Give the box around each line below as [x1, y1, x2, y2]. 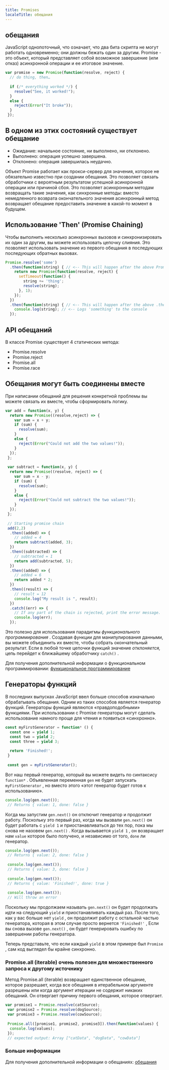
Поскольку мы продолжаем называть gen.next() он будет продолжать [5, 904, 158, 910]
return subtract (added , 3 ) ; [14, 540, 73, 545]
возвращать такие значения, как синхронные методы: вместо [5, 190, 139, 196]
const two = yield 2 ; [10, 734, 55, 739]
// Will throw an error [7, 895, 57, 900]
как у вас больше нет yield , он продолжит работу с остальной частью [5, 915, 159, 921]
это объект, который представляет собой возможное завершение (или [5, 55, 158, 61]
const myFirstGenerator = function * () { [5, 725, 94, 730]
